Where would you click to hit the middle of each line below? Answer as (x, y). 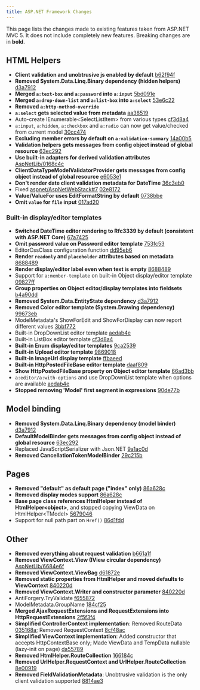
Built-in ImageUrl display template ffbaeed (68, 358)
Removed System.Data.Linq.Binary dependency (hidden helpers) (98, 81)
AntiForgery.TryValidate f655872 (55, 598)
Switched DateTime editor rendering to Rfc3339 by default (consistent (104, 231)
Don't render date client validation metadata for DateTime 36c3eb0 (100, 183)
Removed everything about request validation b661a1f (83, 554)
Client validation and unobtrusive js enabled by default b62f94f (95, 75)
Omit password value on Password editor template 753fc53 (90, 243)
